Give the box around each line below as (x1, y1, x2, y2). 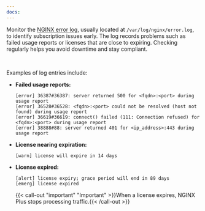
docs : (6, 9, 20, 15)
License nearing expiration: (15, 141, 87, 148)
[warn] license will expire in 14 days (15, 152, 118, 159)
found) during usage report (15, 108, 87, 115)
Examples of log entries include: (6, 68, 88, 76)
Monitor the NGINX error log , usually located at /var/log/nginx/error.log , (6, 26, 195, 33)
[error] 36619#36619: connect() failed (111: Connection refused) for (15, 114, 200, 120)
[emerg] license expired (15, 180, 79, 187)
